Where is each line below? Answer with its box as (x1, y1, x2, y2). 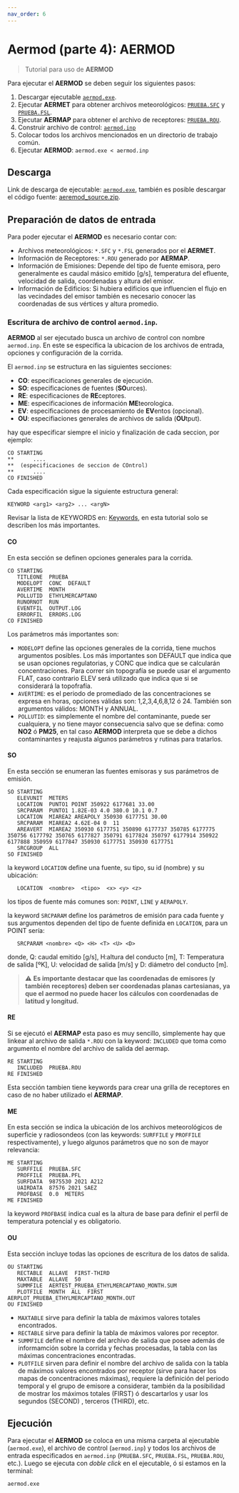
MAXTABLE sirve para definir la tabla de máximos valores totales (17, 1313, 201, 1322)
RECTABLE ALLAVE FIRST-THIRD (16, 1269, 111, 1277)
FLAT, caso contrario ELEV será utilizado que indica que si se (17, 674, 198, 682)
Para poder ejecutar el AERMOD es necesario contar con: (7, 233, 177, 241)
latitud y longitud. (24, 997, 79, 1005)
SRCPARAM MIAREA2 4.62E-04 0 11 (16, 819, 120, 827)
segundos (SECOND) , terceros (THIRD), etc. (17, 1397, 150, 1405)
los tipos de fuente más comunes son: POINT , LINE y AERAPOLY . (7, 897, 188, 906)
